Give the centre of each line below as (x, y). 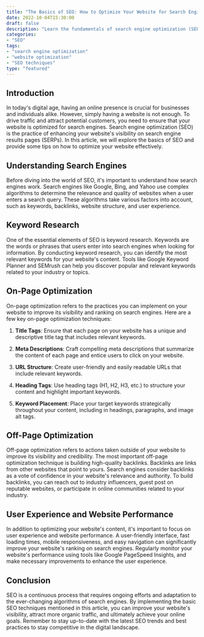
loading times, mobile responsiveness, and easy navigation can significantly (101, 542)
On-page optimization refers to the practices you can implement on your (97, 306)
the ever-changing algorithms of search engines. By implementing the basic (101, 602)
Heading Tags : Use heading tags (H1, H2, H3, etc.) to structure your (100, 385)
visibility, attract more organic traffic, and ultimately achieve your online (96, 615)
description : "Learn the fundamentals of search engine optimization (96, 29)
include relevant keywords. (49, 373)
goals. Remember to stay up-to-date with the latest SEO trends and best (97, 621)
